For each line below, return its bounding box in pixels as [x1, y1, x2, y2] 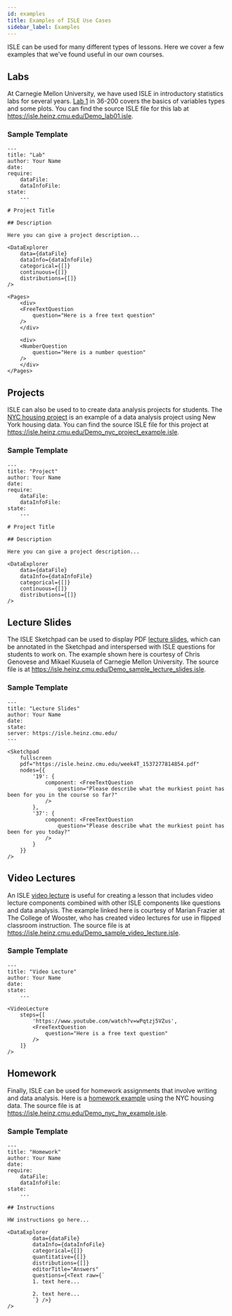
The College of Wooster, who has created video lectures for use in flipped [7, 913, 221, 922]
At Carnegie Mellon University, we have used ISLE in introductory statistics [7, 90, 224, 98]
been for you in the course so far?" [7, 791, 118, 798]
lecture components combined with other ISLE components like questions [7, 898, 221, 907]
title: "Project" [7, 468, 58, 475]
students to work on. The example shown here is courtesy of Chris [7, 650, 200, 659]
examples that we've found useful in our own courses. [7, 50, 165, 59]
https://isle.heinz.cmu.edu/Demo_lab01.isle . [7, 112, 134, 121]
